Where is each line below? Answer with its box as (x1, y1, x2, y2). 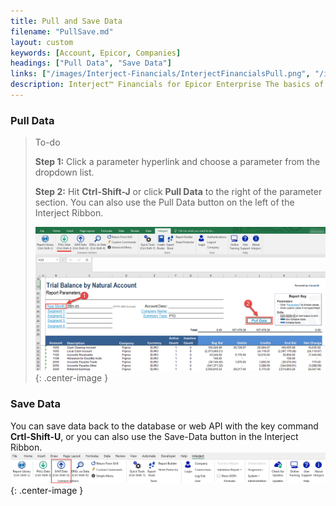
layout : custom (10, 37, 74, 47)
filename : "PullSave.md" (10, 26, 114, 37)
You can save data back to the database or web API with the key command (10, 420, 319, 432)
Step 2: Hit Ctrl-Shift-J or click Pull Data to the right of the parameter (34, 186, 323, 198)
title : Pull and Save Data (10, 16, 123, 26)
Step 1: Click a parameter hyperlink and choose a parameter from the (34, 156, 321, 168)
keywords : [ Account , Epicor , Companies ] (10, 48, 182, 58)
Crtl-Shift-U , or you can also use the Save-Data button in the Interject (10, 430, 299, 442)
